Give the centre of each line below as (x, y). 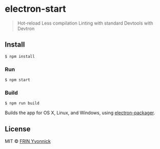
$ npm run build (22, 103)
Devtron (26, 28)
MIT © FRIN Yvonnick (28, 141)
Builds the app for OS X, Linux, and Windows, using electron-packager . (80, 113)
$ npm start (17, 80)
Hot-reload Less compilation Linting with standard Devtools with (85, 23)
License (18, 129)
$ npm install (20, 56)
